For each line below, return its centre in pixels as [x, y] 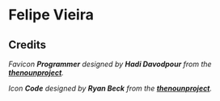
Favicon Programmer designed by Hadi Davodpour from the [110, 64]
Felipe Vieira [51, 15]
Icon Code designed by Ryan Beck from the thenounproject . [110, 88]
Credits [27, 45]
